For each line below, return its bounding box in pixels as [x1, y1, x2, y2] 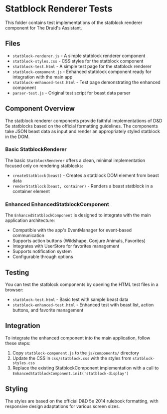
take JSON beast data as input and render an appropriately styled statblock [5, 128, 161, 134]
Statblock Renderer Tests [5, 3, 113, 14]
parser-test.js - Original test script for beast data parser [12, 89, 131, 95]
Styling [5, 384, 28, 393]
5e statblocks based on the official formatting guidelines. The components [5, 123, 158, 129]
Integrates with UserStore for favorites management [12, 243, 120, 249]
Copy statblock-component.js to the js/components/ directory [12, 349, 140, 355]
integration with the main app [12, 73, 73, 80]
